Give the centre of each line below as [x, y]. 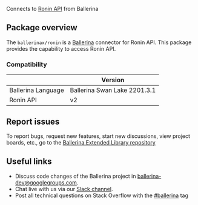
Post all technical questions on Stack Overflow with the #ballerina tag [102, 195]
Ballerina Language [37, 90]
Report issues [33, 121]
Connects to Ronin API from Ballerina [52, 9]
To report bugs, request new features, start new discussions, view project [98, 136]
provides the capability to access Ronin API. [61, 48]
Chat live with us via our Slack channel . [64, 189]
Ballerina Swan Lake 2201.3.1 [113, 90]
